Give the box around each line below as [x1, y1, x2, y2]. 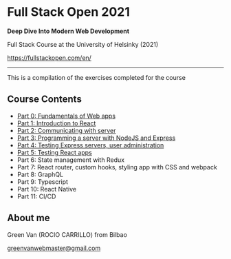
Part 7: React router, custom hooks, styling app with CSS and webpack [16, 163, 218, 171]
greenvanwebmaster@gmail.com [7, 244, 101, 252]
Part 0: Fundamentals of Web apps [16, 112, 115, 120]
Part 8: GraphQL [16, 170, 64, 178]
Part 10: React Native [16, 185, 77, 193]
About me [7, 212, 50, 224]
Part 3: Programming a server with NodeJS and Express [16, 134, 176, 142]
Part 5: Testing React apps [16, 148, 93, 156]
